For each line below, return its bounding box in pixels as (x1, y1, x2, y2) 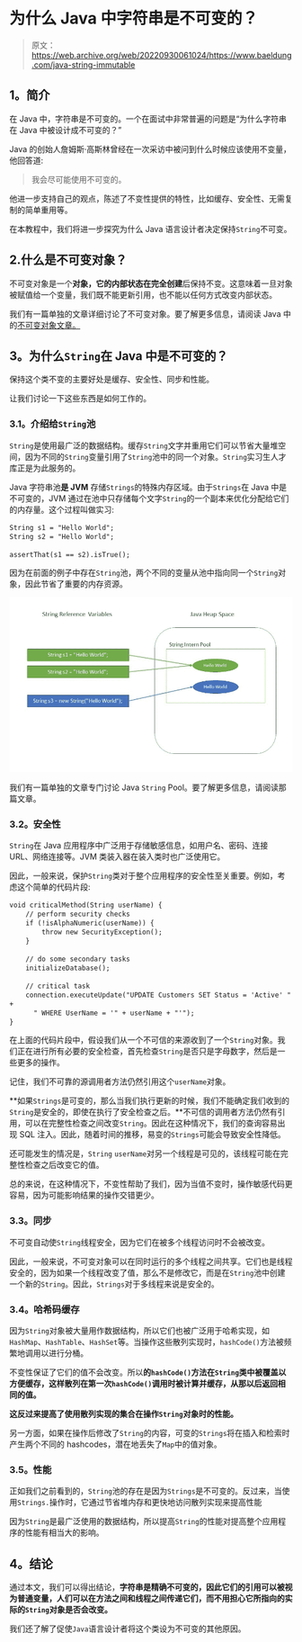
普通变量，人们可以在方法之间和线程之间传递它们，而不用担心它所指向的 (16, 1593, 285, 1604)
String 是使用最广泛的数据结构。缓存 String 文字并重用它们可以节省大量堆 (9, 440, 279, 451)
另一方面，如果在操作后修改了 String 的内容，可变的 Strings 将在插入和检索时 (9, 1428, 290, 1439)
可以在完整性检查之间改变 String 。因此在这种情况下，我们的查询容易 (24, 1117, 278, 1129)
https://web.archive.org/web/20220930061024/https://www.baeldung (31, 49, 292, 60)
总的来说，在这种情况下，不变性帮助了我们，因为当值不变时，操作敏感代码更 (9, 1179, 293, 1189)
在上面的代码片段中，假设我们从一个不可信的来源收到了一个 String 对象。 (9, 1035, 278, 1045)
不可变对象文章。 (17, 319, 81, 330)
